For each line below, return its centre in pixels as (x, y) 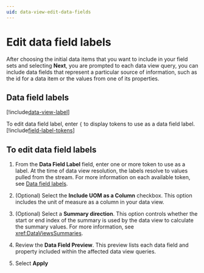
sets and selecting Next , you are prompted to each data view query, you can (102, 65)
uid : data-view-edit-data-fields (49, 12)
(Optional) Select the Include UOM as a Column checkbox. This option (104, 196)
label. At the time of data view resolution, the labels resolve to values (101, 171)
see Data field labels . (41, 184)
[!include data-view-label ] (38, 112)
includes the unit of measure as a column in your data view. (90, 202)
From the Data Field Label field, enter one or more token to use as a (100, 165)
